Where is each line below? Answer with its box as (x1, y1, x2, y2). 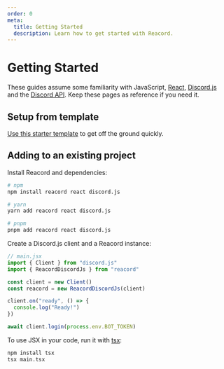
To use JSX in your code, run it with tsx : (7, 335, 122, 344)
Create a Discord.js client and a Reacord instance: (7, 239, 152, 248)
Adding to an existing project (7, 150, 136, 162)
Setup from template (7, 111, 99, 123)
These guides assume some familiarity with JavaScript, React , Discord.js (7, 83, 217, 92)
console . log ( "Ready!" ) (13, 304, 80, 312)
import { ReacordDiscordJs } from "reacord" (7, 265, 139, 273)
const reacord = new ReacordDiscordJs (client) (7, 285, 146, 292)
